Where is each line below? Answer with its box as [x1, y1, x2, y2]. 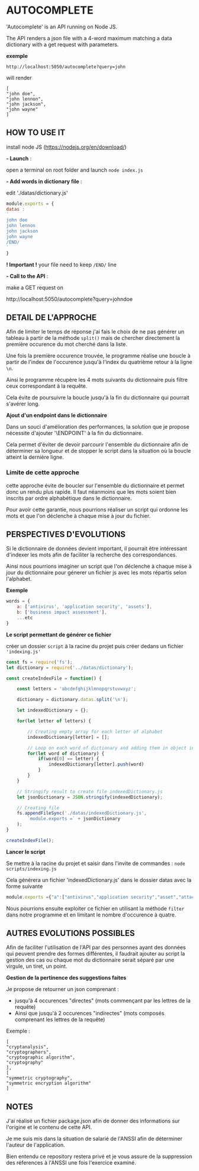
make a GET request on [6, 284, 64, 291]
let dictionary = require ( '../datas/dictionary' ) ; [6, 664, 134, 671]
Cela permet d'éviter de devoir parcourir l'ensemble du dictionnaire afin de [6, 441, 188, 448]
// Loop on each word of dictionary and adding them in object [27, 745, 187, 751]
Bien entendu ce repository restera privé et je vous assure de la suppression [6, 1153, 192, 1160]
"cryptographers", [6, 1049, 52, 1056]
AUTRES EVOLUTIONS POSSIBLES [6, 928, 135, 938]
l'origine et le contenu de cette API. [6, 1124, 92, 1131]
